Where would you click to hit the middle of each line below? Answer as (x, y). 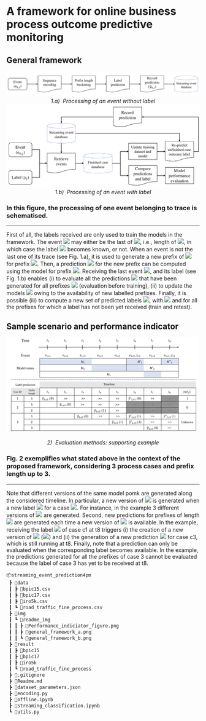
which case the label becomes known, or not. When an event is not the (100, 250)
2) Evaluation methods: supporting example (103, 443)
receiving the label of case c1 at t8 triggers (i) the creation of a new (95, 529)
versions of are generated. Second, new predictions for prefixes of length (103, 515)
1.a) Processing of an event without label (103, 101)
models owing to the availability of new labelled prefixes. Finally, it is (97, 293)
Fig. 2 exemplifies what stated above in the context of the (93, 459)
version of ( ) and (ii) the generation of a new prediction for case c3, (102, 537)
